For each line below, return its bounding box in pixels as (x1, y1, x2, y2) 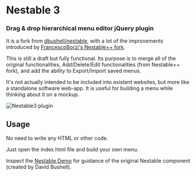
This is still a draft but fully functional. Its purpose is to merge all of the (6, 55, 176, 62)
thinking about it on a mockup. (6, 91, 80, 98)
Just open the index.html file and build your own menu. (6, 146, 139, 153)
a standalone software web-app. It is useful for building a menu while (6, 85, 173, 92)
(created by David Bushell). (6, 164, 72, 171)
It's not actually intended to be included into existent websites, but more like (6, 79, 190, 86)
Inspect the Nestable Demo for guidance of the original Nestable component (6, 157, 191, 164)
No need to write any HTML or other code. (6, 135, 108, 142)
